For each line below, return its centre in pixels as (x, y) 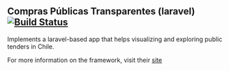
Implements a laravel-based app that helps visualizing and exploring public (115, 39)
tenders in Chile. (31, 46)
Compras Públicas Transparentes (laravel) (101, 11)
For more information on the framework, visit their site (85, 60)
